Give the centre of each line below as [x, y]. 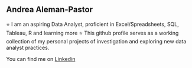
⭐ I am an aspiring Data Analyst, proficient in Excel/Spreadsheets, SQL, [92, 24]
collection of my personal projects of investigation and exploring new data [96, 41]
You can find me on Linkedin [41, 59]
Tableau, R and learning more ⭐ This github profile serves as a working [92, 33]
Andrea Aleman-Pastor [50, 10]
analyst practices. [28, 47]
